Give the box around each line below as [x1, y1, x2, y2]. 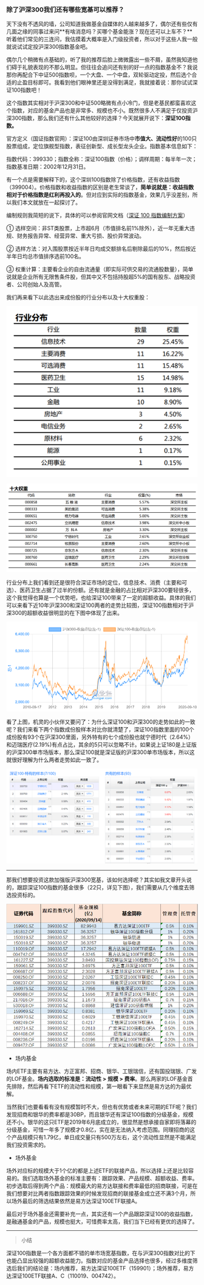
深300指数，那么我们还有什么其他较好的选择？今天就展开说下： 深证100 [6, 114, 186, 122]
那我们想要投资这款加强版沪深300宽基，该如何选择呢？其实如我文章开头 [6, 876, 187, 883]
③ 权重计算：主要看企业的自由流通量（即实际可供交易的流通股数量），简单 [6, 266, 194, 273]
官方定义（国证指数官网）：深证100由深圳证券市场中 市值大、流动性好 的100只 [6, 135, 197, 142]
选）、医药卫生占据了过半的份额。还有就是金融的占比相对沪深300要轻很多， [6, 586, 195, 594]
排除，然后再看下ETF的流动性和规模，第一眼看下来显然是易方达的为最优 [11, 1083, 192, 1090]
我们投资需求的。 [6, 1141, 49, 1148]
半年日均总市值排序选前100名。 [6, 253, 85, 260]
